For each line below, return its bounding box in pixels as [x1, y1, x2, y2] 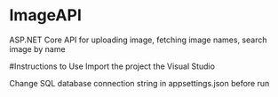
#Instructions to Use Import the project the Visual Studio [9, 61, 216, 71]
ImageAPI [9, 5, 83, 26]
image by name [9, 43, 66, 54]
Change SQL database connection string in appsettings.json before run [9, 78, 270, 88]
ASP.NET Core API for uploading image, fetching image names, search [9, 34, 267, 45]
